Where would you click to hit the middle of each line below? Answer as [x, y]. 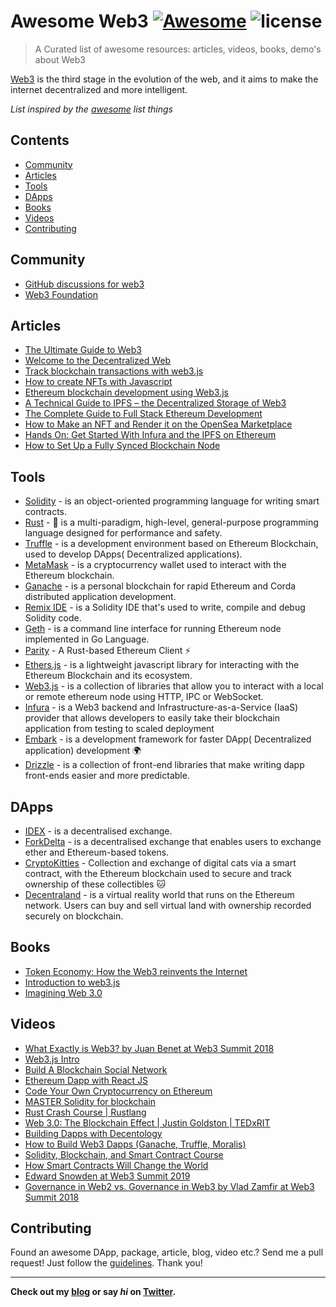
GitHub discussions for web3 [84, 284]
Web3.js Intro [52, 1059]
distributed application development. [100, 597]
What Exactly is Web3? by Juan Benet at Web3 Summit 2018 [149, 1048]
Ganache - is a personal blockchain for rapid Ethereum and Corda [160, 586]
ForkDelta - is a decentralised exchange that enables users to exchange [173, 841]
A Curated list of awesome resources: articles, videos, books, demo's [178, 49]
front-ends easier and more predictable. [107, 776]
